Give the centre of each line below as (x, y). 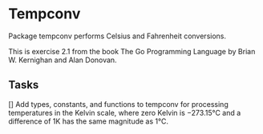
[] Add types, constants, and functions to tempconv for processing (118, 104)
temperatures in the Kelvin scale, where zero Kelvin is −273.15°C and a (125, 112)
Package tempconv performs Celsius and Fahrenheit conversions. (117, 36)
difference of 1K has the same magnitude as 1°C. (88, 121)
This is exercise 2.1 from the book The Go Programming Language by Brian (132, 51)
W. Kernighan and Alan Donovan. (63, 60)
